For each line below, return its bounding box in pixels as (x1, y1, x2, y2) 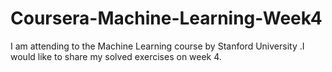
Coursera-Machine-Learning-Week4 (10, 7, 323, 30)
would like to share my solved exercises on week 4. (10, 50, 222, 62)
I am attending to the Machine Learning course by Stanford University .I (10, 40, 305, 52)
